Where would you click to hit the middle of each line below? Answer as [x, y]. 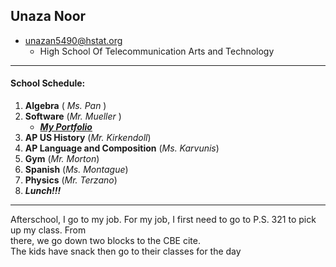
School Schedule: [48, 83]
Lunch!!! [43, 191]
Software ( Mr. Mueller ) [73, 116]
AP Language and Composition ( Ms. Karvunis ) [122, 148]
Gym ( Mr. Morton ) [62, 159]
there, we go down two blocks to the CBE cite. [105, 241]
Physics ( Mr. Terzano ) [71, 180]
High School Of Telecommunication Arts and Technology [157, 51]
